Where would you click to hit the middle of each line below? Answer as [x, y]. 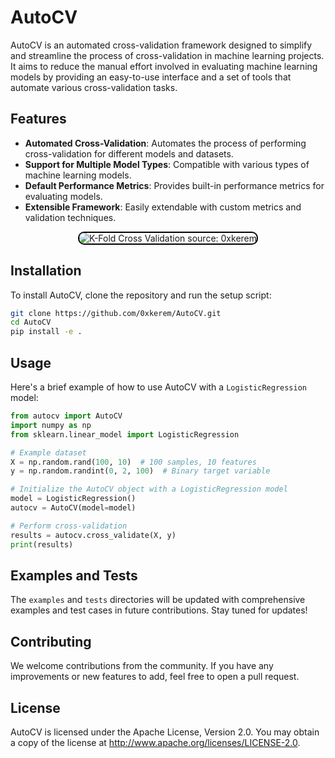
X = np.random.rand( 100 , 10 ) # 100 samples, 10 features [133, 462]
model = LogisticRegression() [73, 499]
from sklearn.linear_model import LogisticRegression [125, 434]
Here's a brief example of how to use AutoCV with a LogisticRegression [158, 387]
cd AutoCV [31, 322]
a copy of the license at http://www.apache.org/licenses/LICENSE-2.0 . [155, 742]
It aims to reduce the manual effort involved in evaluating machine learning [164, 66]
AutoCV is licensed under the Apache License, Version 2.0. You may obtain [165, 732]
